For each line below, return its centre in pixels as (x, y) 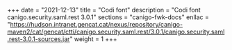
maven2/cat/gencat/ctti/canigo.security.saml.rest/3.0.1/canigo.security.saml (116, 32)
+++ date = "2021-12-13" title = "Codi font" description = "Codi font (104, 10)
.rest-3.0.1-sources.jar (39, 39)
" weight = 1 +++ (93, 39)
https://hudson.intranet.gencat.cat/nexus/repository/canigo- (96, 24)
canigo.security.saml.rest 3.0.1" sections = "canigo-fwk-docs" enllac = (108, 17)
